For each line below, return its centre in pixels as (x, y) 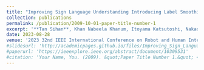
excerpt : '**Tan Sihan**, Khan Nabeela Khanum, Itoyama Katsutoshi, (95, 29)
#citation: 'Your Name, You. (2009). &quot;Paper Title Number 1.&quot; (100, 57)
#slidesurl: (21, 46)
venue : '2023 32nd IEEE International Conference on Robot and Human (96, 40)
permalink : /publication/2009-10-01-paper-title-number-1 (81, 23)
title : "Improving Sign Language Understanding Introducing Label (92, 12)
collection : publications (39, 18)
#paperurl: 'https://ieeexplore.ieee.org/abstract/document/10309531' (97, 52)
